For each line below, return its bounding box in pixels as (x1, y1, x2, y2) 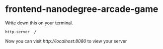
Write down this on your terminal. (5, 20, 73, 26)
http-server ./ (5, 29, 37, 34)
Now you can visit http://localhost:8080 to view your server (5, 38, 127, 44)
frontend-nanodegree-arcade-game (5, 3, 159, 15)
